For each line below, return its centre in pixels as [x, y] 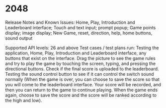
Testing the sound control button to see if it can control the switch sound [80, 74]
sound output [19, 38]
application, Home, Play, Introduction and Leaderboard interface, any [76, 53]
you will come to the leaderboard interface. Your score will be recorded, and [83, 84]
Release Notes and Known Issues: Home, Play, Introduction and [70, 22]
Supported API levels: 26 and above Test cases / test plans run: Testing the [82, 48]
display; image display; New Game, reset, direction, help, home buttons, [79, 33]
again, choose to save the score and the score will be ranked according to [81, 95]
